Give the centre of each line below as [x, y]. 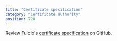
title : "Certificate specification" [44, 10]
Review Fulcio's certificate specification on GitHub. [59, 33]
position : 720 [20, 19]
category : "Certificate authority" [43, 14]
